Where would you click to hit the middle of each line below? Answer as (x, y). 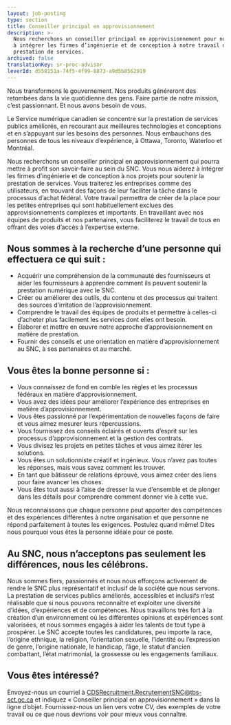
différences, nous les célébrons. (78, 564)
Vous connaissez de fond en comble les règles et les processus (107, 387)
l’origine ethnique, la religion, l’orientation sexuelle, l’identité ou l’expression (114, 639)
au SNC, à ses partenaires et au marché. (74, 349)
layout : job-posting (37, 13)
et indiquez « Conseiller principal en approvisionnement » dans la (127, 700)
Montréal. (21, 148)
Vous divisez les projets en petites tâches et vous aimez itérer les (110, 446)
